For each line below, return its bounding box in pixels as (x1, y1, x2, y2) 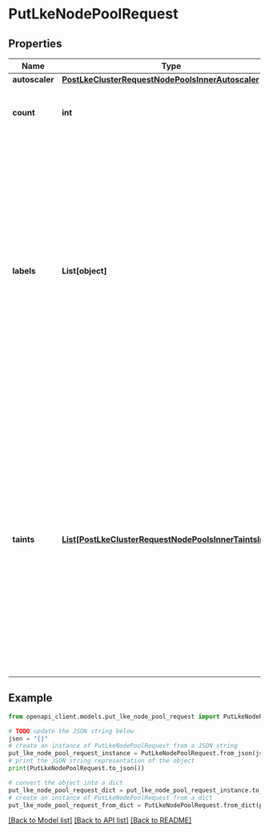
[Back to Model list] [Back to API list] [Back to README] (8, 815, 192, 826)
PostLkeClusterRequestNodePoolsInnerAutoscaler (61, 74, 259, 85)
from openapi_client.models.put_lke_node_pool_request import (8, 713, 220, 721)
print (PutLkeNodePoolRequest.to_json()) (8, 765, 146, 773)
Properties (8, 37, 62, 50)
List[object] (61, 265, 107, 277)
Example (8, 691, 53, 705)
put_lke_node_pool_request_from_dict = (8, 801, 142, 810)
